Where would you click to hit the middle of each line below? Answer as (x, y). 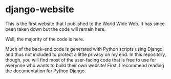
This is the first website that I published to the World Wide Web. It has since (85, 24)
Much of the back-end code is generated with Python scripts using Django (84, 49)
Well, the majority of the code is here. (45, 39)
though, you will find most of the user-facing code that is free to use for (81, 60)
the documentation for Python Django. (46, 71)
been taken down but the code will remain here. (56, 29)
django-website (40, 9)
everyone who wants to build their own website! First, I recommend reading (85, 65)
